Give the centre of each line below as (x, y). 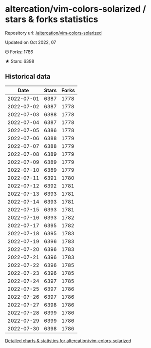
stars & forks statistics (52, 19)
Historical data (28, 77)
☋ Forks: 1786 (19, 52)
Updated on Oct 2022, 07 (31, 42)
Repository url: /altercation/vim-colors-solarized (54, 33)
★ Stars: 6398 (20, 61)
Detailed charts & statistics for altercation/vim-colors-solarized (68, 341)
